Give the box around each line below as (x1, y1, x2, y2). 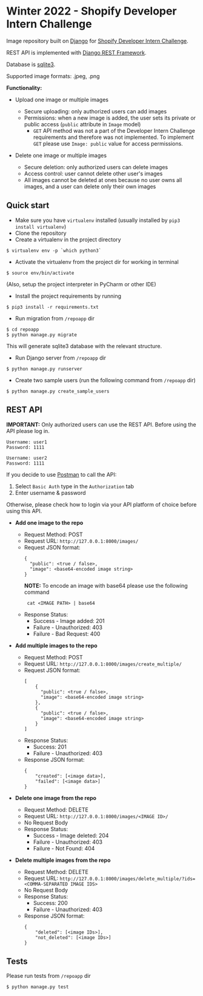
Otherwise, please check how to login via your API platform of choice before (6, 500, 197, 508)
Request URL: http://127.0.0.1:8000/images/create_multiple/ (24, 660, 182, 667)
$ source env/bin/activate (6, 270, 75, 276)
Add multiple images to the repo (15, 642, 98, 649)
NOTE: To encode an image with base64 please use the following (24, 582, 188, 589)
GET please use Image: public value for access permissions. (33, 140, 183, 147)
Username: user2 (6, 455, 47, 461)
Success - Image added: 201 (33, 617, 105, 624)
